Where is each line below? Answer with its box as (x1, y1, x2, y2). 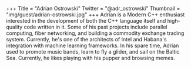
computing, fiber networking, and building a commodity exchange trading (6, 30, 185, 37)
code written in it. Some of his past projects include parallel (24, 23, 167, 30)
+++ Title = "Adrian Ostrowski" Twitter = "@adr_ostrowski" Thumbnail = (6, 5, 180, 12)
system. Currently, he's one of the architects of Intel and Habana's (6, 36, 167, 43)
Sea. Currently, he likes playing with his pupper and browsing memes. (6, 55, 175, 61)
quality (6, 23, 23, 30)
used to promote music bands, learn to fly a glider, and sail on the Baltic (6, 48, 180, 55)
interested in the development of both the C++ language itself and (6, 17, 166, 24)
